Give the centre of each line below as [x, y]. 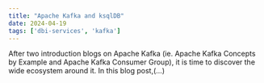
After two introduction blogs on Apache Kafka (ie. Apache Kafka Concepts [132, 54]
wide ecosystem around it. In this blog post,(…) [87, 71]
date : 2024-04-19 [38, 23]
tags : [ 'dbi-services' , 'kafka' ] [65, 31]
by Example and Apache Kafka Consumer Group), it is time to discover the [132, 62]
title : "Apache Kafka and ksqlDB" [67, 16]
